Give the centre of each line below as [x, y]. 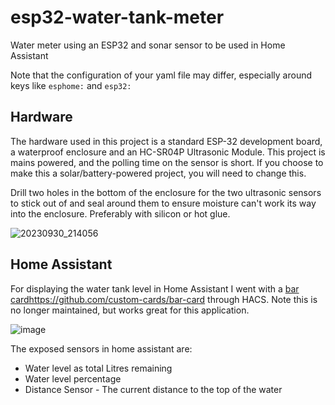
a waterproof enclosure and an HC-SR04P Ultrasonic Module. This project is [168, 152]
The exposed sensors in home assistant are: [101, 348]
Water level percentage [73, 378]
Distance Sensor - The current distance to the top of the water [153, 389]
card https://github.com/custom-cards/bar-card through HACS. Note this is [164, 299]
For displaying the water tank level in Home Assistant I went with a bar [155, 288]
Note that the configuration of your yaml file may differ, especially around [161, 75]
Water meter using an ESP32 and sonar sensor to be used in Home [148, 45]
